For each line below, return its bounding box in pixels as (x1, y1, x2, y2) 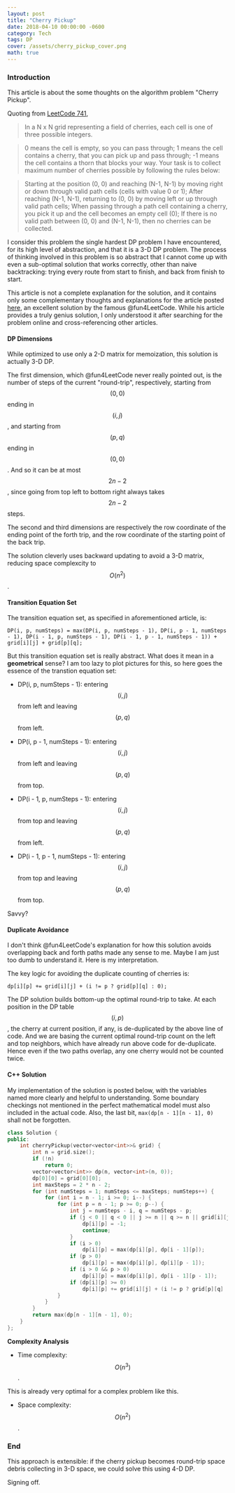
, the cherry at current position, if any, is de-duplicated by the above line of (7, 1025, 224, 1033)
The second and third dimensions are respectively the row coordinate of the (7, 523, 226, 532)
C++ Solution (7, 1070, 47, 1079)
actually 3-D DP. (7, 358, 55, 366)
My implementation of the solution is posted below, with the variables (7, 1086, 207, 1094)
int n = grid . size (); (32, 1149, 96, 1156)
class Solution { (7, 1129, 58, 1136)
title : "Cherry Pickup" (7, 17, 77, 24)
